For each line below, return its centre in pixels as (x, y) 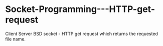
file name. (16, 39)
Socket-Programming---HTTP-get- (80, 9)
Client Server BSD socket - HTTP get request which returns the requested (81, 33)
